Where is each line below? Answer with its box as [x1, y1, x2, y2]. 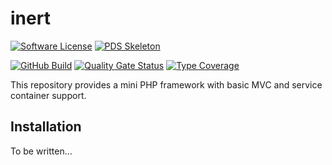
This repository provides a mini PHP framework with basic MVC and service [10, 78, 323, 91]
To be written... [10, 145, 73, 157]
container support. [10, 89, 87, 101]
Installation [10, 118, 82, 136]
